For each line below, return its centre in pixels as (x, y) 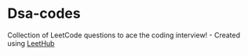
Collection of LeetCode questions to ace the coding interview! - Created (124, 35)
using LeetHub (31, 43)
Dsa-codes (44, 14)
